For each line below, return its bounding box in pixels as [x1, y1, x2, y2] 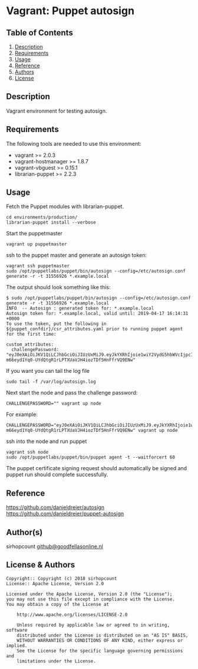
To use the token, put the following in [6, 321, 107, 327]
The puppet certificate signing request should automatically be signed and [6, 465, 187, 472]
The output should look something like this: [6, 284, 111, 291]
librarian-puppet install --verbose [6, 219, 96, 225]
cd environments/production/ [6, 214, 78, 221]
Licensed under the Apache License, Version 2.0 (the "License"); [6, 591, 173, 597]
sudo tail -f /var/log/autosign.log [6, 379, 96, 385]
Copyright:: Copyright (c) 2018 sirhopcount [6, 575, 117, 582]
